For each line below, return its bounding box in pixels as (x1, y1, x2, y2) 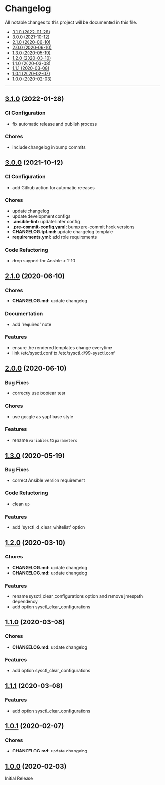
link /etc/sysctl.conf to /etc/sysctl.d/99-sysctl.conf (12, 350, 115, 356)
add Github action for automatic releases (12, 184, 95, 190)
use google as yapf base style (12, 414, 74, 420)
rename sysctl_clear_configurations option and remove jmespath (12, 593, 143, 599)
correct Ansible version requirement (12, 477, 85, 483)
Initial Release (5, 775, 33, 781)
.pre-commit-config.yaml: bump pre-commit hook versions (12, 224, 135, 229)
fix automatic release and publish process (12, 121, 97, 127)
